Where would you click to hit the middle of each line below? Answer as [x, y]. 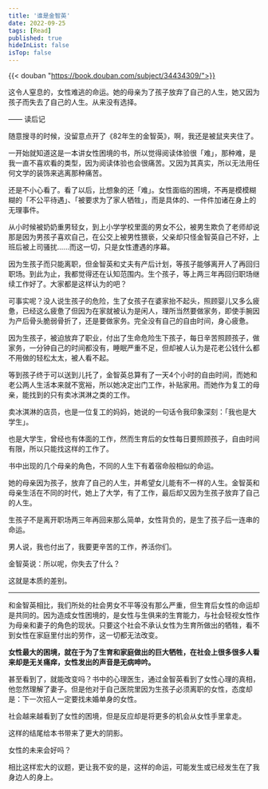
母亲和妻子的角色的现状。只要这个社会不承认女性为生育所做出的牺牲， [130, 625]
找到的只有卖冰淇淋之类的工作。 [81, 395]
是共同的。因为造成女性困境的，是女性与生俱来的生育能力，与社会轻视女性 [130, 615]
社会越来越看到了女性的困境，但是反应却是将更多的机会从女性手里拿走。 [127, 716]
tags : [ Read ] [30, 30]
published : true [35, 38]
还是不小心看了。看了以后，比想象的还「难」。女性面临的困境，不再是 [122, 190]
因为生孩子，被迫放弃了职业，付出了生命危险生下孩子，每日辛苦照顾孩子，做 [134, 338]
